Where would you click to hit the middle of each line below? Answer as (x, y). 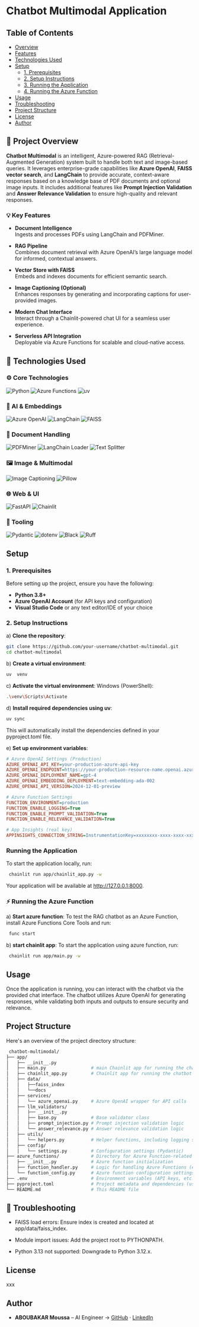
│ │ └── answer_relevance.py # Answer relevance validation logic (95, 1129)
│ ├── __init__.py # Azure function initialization (90, 1162)
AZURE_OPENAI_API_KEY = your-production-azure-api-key (73, 764)
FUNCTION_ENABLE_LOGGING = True (44, 808)
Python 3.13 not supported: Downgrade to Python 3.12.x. (83, 1252)
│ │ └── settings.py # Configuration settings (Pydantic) (95, 1151)
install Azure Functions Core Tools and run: (59, 923)
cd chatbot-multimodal (34, 652)
